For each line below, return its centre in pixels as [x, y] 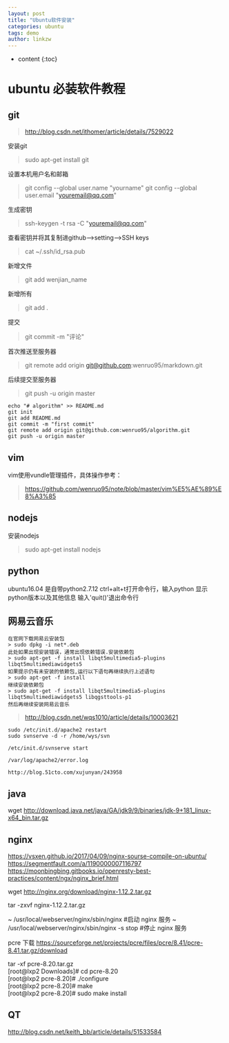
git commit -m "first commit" [51, 424]
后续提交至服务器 [32, 380]
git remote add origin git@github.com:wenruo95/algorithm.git [99, 430]
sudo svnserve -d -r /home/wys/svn [59, 736]
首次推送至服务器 [32, 352]
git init [20, 412]
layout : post [27, 13]
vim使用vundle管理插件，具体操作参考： [65, 475]
